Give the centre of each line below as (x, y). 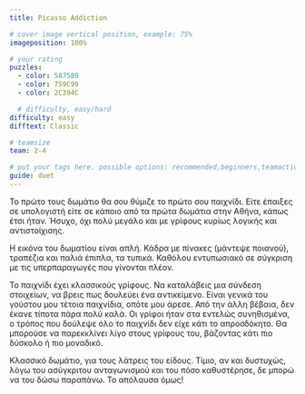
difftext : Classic (44, 126)
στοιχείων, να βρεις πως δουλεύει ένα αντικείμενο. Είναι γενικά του (139, 294)
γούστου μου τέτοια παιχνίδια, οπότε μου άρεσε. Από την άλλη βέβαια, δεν (152, 304)
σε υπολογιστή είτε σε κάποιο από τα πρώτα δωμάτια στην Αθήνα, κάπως (149, 211)
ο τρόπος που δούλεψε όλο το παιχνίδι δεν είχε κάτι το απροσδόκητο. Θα (148, 323)
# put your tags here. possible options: (89, 167)
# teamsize (30, 143)
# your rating (36, 59)
